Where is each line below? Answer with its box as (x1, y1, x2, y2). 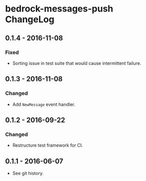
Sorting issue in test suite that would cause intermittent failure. (12, 60, 141, 66)
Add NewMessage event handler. (12, 101, 75, 107)
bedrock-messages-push (5, 3, 113, 15)
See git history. (12, 170, 44, 176)
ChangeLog (5, 14, 54, 25)
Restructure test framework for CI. (12, 142, 83, 148)
